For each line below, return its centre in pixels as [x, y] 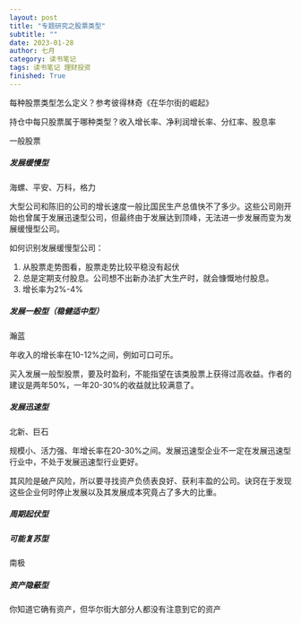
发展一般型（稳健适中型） [56, 311]
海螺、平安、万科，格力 [52, 187]
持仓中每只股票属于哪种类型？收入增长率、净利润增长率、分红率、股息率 [142, 121]
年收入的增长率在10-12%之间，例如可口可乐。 [94, 354]
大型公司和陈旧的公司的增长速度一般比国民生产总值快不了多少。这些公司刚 [146, 206]
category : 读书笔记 [43, 59]
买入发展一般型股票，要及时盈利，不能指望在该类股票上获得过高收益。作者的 [150, 374]
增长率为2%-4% [52, 289]
